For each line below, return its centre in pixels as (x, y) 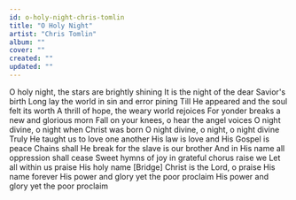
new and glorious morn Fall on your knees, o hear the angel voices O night (145, 119)
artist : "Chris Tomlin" (53, 34)
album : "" (27, 42)
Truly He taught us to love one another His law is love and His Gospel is (140, 139)
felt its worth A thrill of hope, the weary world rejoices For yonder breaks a (145, 111)
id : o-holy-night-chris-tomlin (67, 17)
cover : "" (27, 50)
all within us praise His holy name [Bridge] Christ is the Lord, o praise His (142, 167)
